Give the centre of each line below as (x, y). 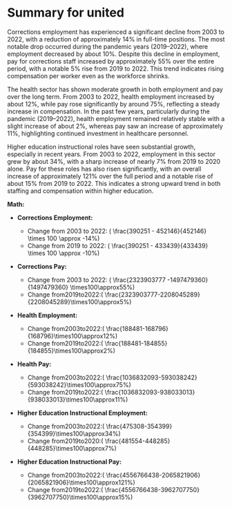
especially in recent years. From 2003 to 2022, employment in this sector (112, 154)
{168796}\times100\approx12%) (72, 336)
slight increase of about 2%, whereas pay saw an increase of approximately (115, 126)
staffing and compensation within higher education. (80, 191)
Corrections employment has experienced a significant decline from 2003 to (116, 32)
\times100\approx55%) (103, 287)
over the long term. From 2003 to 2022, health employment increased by (111, 96)
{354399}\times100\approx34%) (74, 433)
